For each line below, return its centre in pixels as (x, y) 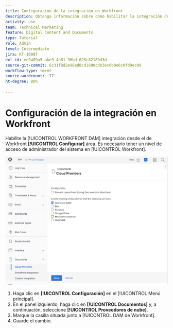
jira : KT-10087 (22, 54)
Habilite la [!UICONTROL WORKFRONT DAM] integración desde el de (79, 138)
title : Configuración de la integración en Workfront (64, 11)
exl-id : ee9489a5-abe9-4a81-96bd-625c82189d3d (56, 60)
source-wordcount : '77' (31, 76)
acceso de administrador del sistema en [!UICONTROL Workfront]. (76, 149)
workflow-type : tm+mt (29, 71)
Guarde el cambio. (32, 321)
